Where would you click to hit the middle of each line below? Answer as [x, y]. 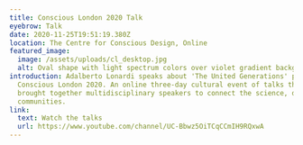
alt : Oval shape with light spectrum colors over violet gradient [145, 68]
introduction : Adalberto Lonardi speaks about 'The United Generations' [149, 77]
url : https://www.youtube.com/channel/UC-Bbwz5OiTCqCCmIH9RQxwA [141, 127]
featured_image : [40, 51]
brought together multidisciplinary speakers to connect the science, [153, 93]
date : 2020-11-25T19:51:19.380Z [70, 34]
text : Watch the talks [60, 118]
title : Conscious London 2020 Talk [76, 18]
